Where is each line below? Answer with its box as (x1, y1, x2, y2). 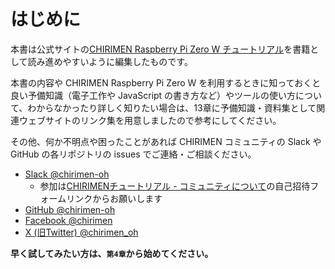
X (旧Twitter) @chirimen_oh (24, 226, 139, 238)
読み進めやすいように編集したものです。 (27, 55, 193, 67)
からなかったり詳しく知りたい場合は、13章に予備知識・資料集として (36, 101, 317, 114)
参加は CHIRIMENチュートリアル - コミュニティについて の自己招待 (39, 180, 311, 192)
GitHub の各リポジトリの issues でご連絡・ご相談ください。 (10, 148, 257, 160)
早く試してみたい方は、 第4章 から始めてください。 (10, 247, 214, 259)
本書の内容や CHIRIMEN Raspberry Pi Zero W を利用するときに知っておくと (10, 76, 322, 89)
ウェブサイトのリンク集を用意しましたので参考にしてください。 (18, 114, 282, 126)
